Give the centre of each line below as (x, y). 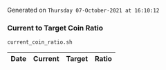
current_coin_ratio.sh (40, 42)
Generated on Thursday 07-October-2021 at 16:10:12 (83, 10)
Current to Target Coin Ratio (55, 28)
